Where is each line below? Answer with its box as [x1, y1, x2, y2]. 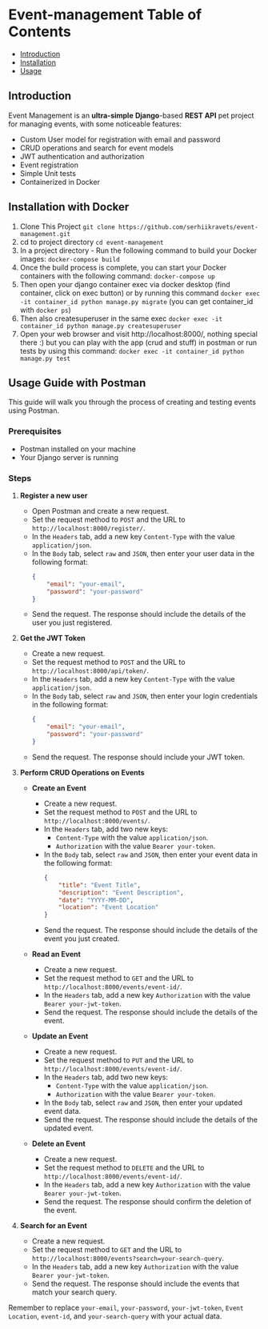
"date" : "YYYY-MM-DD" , [58, 896, 134, 904]
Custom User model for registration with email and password [19, 134, 221, 144]
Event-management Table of [8, 6, 202, 24]
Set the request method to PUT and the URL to [43, 1055, 194, 1065]
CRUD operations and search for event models [19, 142, 174, 153]
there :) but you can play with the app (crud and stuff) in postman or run [19, 338, 258, 347]
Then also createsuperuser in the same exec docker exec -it [19, 314, 222, 323]
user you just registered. [31, 618, 113, 627]
